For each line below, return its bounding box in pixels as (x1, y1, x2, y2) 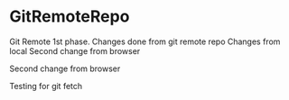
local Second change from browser (9, 45, 141, 56)
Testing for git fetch (9, 80, 83, 91)
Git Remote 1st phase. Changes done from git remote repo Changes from (9, 36, 281, 47)
